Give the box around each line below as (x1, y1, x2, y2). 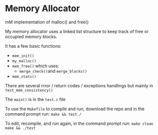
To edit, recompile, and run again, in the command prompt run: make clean (5, 120, 154, 126)
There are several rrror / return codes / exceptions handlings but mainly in (5, 82, 153, 88)
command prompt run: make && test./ (5, 111, 82, 117)
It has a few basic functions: (5, 43, 62, 49)
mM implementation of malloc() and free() (5, 19, 89, 25)
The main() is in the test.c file (5, 96, 66, 102)
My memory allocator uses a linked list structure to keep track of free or (5, 28, 149, 34)
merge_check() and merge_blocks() (19, 68, 88, 74)
